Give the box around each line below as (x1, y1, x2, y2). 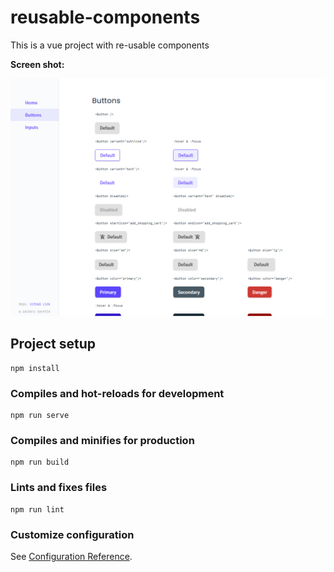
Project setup (10, 336, 97, 353)
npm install (10, 363, 60, 373)
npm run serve (10, 411, 70, 421)
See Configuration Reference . (10, 550, 133, 562)
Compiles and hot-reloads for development (10, 386, 225, 400)
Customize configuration (10, 527, 135, 541)
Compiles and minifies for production (10, 433, 195, 447)
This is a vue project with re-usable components (10, 39, 210, 51)
